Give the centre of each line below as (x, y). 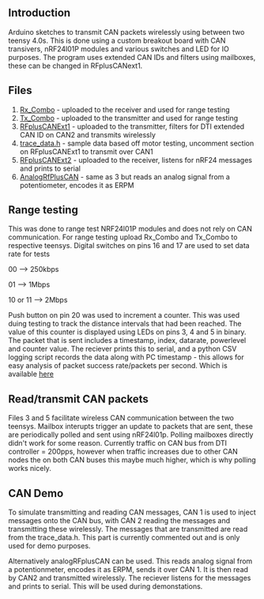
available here (31, 374)
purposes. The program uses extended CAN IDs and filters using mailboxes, (132, 57)
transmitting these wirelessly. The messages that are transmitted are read (128, 529)
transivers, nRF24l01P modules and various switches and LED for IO (119, 49)
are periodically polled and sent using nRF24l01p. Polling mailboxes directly (131, 435)
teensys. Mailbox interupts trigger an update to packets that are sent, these (130, 427)
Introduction (40, 13)
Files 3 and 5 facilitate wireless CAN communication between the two (121, 418)
